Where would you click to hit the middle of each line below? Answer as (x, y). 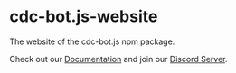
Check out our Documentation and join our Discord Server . (118, 59)
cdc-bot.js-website (84, 17)
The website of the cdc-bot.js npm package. (92, 41)
